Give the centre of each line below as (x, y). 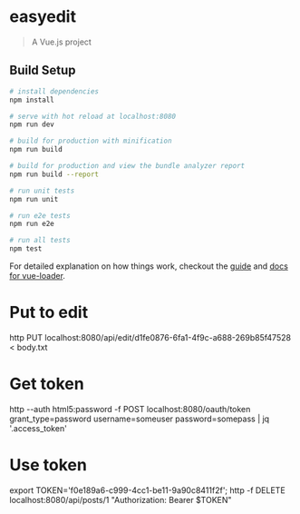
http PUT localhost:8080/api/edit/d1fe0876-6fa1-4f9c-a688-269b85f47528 (150, 337)
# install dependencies (54, 91)
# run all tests (40, 241)
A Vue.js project (62, 42)
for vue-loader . (38, 276)
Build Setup (43, 70)
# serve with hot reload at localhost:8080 (93, 116)
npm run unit (34, 199)
